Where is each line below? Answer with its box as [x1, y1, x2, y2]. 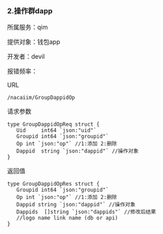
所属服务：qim [7, 23, 48, 32]
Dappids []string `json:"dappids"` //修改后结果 [16, 208, 156, 215]
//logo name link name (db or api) [16, 215, 118, 222]
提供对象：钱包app [7, 38, 61, 46]
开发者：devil [7, 52, 45, 61]
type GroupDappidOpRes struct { [7, 181, 100, 188]
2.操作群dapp [7, 6, 53, 15]
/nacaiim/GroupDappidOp [7, 95, 76, 101]
